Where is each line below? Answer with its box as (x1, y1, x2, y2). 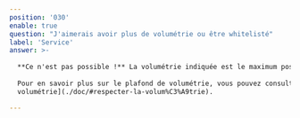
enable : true (9, 21, 58, 30)
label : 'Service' (9, 37, 74, 47)
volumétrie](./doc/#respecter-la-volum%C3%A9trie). (17, 87, 214, 96)
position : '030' (9, 12, 70, 22)
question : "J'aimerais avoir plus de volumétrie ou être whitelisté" (9, 29, 274, 38)
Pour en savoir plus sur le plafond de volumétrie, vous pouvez (17, 79, 262, 88)
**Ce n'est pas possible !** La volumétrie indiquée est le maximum (17, 63, 278, 72)
